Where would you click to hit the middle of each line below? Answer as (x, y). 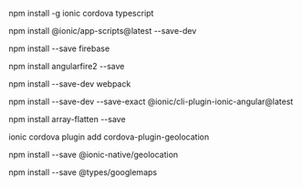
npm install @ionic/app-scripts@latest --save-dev (103, 31)
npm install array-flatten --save (67, 119)
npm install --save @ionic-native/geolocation (94, 155)
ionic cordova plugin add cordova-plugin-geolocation (109, 137)
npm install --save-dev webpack (70, 84)
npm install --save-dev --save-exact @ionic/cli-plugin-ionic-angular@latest (151, 101)
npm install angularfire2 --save (67, 66)
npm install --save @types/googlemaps (83, 172)
